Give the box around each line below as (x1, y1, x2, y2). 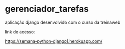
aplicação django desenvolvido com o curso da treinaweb (5, 19, 121, 25)
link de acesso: (5, 29, 35, 34)
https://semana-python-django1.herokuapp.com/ (5, 38, 103, 44)
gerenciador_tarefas (5, 3, 89, 15)
